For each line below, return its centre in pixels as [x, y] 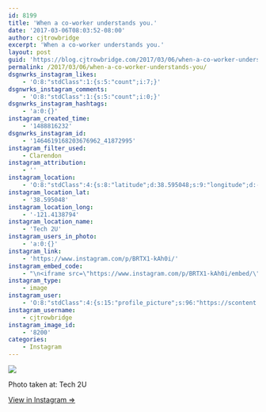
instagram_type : [35, 281]
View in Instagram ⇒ [42, 400]
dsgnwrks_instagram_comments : [58, 89]
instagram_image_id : [42, 325]
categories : [28, 340]
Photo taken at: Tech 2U [47, 384]
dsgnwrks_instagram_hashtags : [58, 104]
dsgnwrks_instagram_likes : [53, 74]
